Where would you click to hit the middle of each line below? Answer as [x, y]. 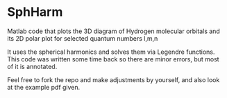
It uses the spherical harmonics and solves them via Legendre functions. [111, 52]
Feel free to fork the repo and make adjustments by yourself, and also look [113, 79]
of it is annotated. [32, 66]
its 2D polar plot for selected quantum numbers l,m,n [83, 38]
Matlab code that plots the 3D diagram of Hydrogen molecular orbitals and [113, 31]
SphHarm [35, 12]
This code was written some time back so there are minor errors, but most [113, 59]
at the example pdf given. [44, 87]
